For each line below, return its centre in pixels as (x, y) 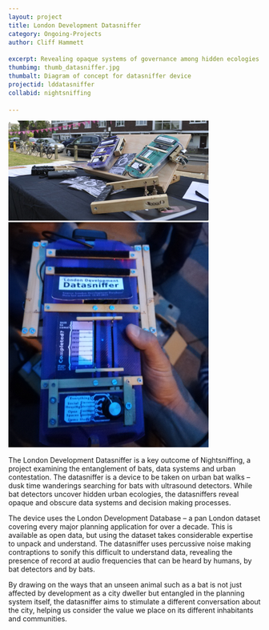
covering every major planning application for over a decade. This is (120, 527)
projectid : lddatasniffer (51, 84)
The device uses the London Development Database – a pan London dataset (134, 518)
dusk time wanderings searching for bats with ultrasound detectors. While (130, 486)
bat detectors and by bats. (52, 569)
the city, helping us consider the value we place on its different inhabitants (131, 610)
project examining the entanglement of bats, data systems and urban (122, 469)
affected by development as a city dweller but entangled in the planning (126, 593)
